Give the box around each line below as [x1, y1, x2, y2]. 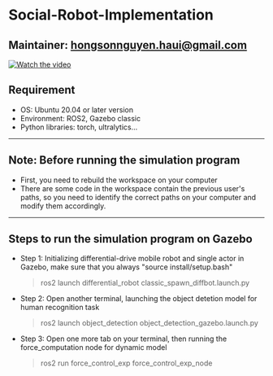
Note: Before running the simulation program [8, 153, 240, 168]
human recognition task [19, 303, 100, 313]
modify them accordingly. [19, 201, 106, 211]
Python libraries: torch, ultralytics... [19, 122, 138, 132]
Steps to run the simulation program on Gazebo [8, 232, 253, 246]
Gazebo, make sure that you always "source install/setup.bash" [19, 262, 233, 272]
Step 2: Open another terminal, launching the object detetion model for [19, 294, 258, 304]
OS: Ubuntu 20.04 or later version [19, 104, 134, 115]
